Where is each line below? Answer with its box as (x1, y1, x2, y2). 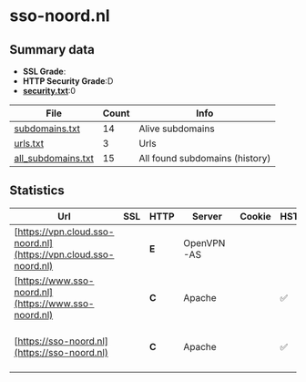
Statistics (9, 183, 66, 199)
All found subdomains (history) (138, 152, 271, 164)
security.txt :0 (22, 86, 76, 96)
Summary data (9, 42, 96, 57)
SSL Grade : (22, 66, 66, 77)
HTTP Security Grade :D (22, 76, 114, 87)
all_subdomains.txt (14, 152, 94, 164)
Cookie (240, 210, 271, 222)
